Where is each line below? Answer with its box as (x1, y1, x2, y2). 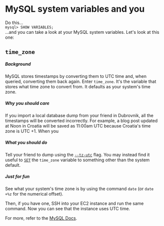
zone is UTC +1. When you (5, 128, 59, 134)
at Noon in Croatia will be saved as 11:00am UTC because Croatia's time (5, 123, 151, 129)
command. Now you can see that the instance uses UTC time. (5, 206, 130, 212)
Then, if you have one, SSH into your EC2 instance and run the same (5, 201, 144, 206)
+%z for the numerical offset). (5, 191, 64, 197)
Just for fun (5, 173, 30, 179)
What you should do (5, 139, 48, 145)
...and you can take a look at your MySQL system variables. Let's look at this (5, 29, 160, 35)
